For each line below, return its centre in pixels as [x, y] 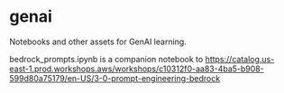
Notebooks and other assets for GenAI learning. [98, 42]
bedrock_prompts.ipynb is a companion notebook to [106, 59]
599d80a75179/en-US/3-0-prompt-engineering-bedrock [115, 78]
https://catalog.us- [240, 59]
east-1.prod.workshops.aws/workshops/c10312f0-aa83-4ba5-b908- [137, 69]
